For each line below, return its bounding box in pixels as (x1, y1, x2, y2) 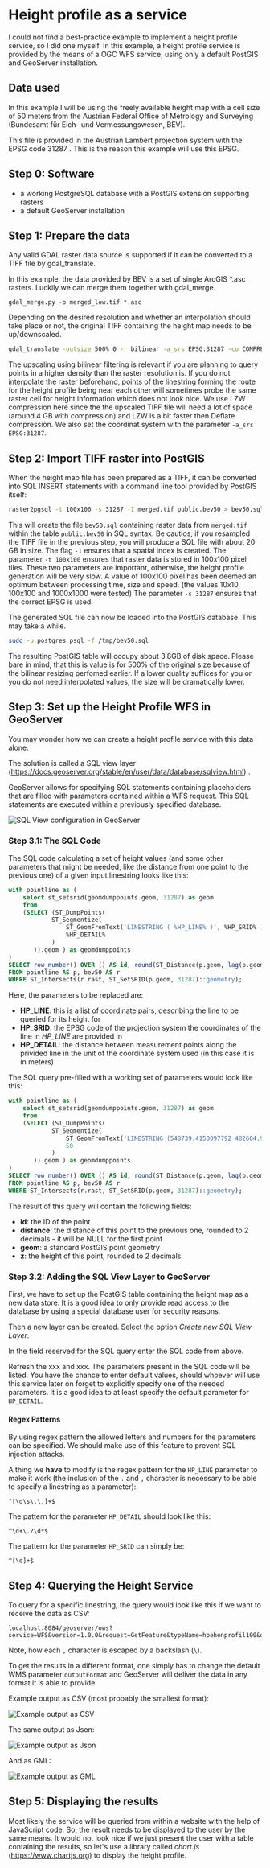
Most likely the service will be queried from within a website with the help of (8, 1816, 260, 1825)
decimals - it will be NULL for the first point (19, 1233, 163, 1244)
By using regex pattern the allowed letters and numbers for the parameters (8, 1432, 256, 1442)
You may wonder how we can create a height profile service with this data (8, 734, 254, 743)
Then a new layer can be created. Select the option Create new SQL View (8, 1322, 252, 1331)
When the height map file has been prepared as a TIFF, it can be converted (8, 473, 257, 483)
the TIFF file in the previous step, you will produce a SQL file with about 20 (8, 537, 256, 546)
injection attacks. (8, 1450, 65, 1459)
